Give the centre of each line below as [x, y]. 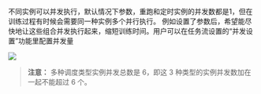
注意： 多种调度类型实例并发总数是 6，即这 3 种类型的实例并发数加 [136, 72]
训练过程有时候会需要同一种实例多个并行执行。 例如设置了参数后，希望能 [127, 21]
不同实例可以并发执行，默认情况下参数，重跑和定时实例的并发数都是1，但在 [130, 11]
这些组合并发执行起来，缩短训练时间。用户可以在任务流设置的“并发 [138, 31]
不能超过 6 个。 [67, 82]
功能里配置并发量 [46, 41]
